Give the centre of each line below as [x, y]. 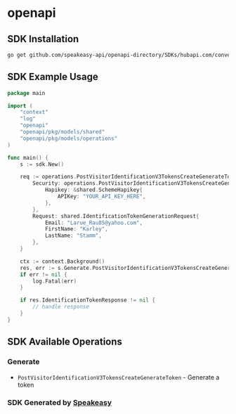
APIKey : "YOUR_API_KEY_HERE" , [101, 197]
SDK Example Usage [53, 77]
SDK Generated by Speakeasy [60, 403]
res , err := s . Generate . [56, 268]
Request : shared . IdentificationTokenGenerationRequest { [116, 216]
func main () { [28, 157]
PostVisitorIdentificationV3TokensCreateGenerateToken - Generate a [118, 377]
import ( [20, 106]
